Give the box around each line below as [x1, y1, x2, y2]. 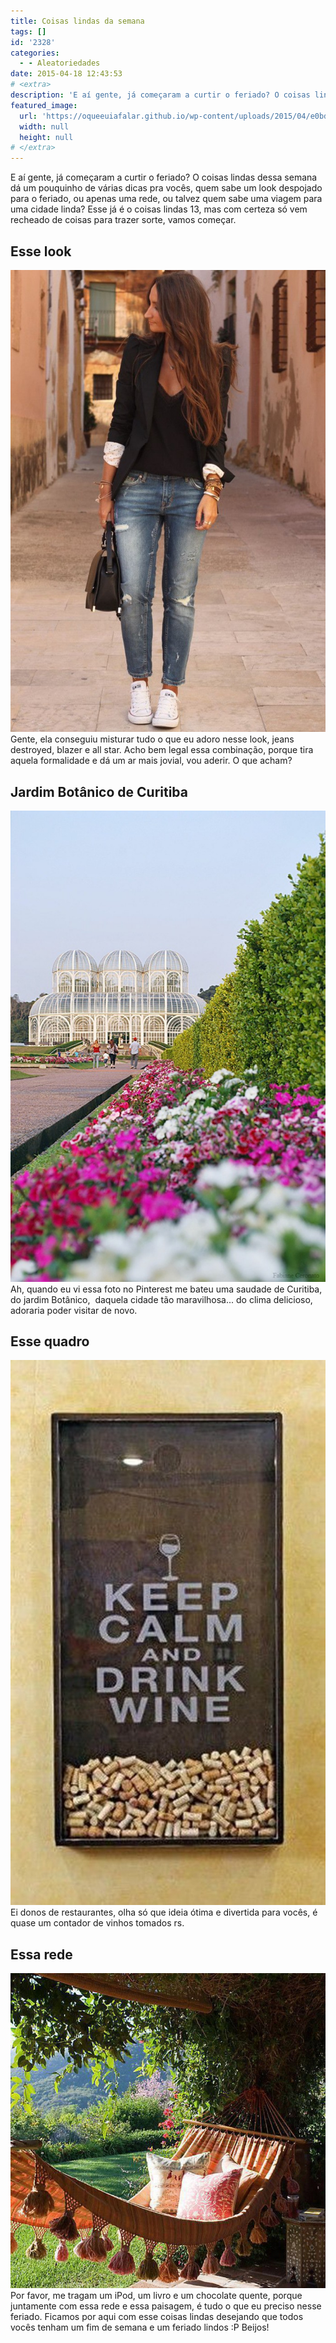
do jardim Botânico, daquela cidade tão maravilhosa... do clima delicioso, [10, 1293, 313, 1305]
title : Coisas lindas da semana [10, 16, 145, 26]
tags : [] [10, 26, 47, 37]
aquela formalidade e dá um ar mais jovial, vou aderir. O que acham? [10, 755, 293, 767]
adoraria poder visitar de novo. [10, 1304, 138, 1316]
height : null [19, 132, 74, 142]
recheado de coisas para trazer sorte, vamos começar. [10, 214, 237, 226]
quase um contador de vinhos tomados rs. [10, 1917, 185, 1929]
